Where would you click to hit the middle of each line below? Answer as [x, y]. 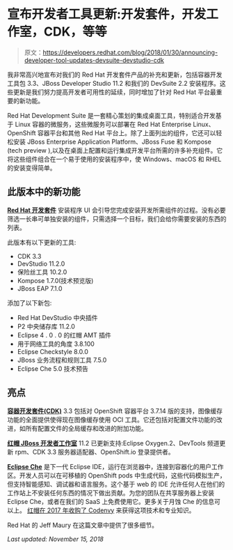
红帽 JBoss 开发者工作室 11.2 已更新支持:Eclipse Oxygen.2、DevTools [106, 443]
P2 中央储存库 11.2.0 [46, 326]
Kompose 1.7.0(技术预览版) [55, 280]
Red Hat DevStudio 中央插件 [58, 317]
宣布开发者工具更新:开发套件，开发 [107, 14]
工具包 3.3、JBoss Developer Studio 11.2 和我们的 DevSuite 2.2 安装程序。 [114, 83]
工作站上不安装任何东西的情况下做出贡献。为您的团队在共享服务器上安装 [111, 493]
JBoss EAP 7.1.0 [40, 288]
